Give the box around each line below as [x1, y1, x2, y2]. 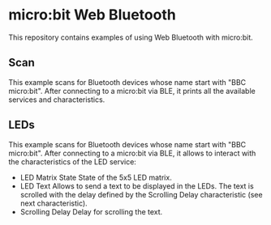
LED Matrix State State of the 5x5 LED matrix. [19, 172, 172, 182]
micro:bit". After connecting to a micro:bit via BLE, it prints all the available [8, 86, 256, 96]
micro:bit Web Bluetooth [8, 6, 176, 24]
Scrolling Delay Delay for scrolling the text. [19, 206, 163, 216]
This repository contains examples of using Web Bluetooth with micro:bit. [8, 32, 253, 42]
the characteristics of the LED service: [8, 156, 136, 167]
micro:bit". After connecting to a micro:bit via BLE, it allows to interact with [8, 148, 256, 158]
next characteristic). [19, 198, 88, 208]
